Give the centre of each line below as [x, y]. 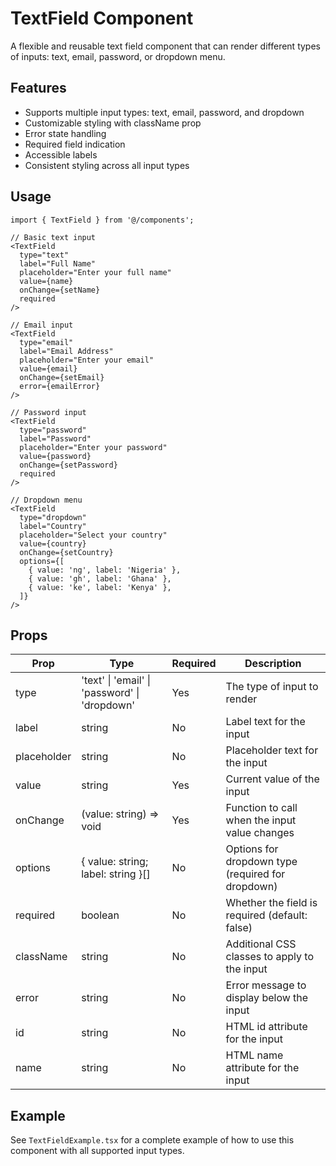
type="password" [53, 430]
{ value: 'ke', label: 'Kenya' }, [100, 587]
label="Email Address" [66, 351]
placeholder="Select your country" [93, 535]
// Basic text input [53, 237]
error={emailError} [60, 386]
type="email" [46, 342]
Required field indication [75, 144]
